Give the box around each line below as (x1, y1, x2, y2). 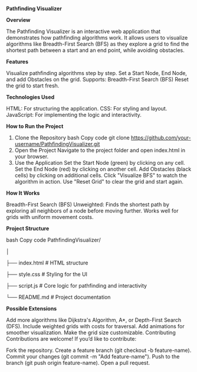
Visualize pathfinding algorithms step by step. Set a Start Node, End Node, (6, 70, 188, 76)
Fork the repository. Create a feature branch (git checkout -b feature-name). (6, 347, 192, 354)
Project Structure (6, 225, 50, 232)
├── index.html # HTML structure (6, 259, 88, 266)
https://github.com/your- (130, 134, 191, 141)
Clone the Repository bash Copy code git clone (14, 134, 130, 141)
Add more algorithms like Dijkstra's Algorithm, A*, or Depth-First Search (6, 316, 182, 324)
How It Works (6, 190, 40, 197)
